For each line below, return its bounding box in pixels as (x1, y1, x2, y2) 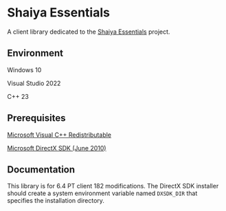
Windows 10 (7, 65, 42, 74)
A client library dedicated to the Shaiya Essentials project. (7, 27, 170, 36)
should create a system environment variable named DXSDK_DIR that (7, 189, 198, 197)
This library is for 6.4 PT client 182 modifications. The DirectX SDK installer (7, 182, 219, 190)
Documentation (7, 164, 76, 175)
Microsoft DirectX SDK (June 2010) (7, 144, 106, 152)
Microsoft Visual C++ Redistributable (7, 131, 112, 139)
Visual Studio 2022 (7, 79, 61, 87)
